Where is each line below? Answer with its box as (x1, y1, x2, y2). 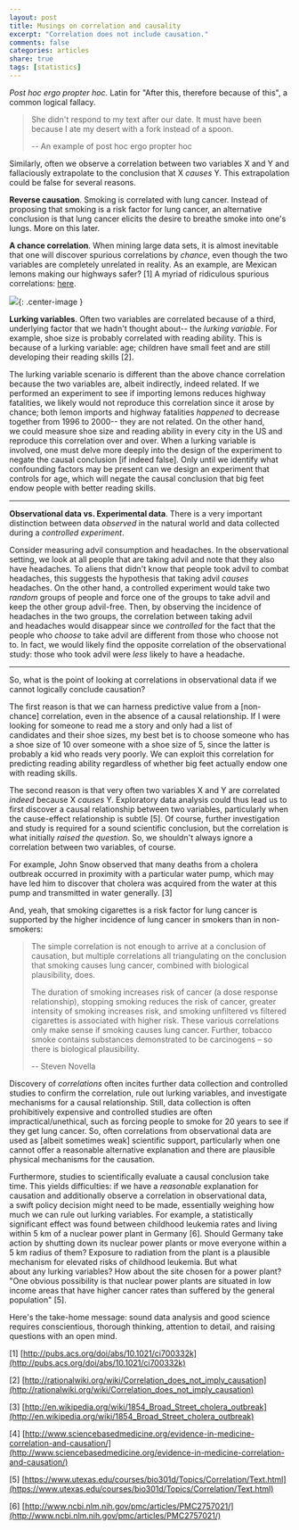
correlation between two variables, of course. (9, 841, 176, 852)
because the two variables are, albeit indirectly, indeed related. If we (9, 378, 260, 389)
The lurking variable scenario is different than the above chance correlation (9, 368, 286, 379)
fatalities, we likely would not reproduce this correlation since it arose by (9, 397, 275, 408)
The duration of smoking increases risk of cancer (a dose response (30, 987, 279, 997)
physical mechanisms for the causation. (9, 1154, 156, 1164)
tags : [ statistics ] (9, 63, 82, 72)
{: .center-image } (18, 296, 84, 307)
